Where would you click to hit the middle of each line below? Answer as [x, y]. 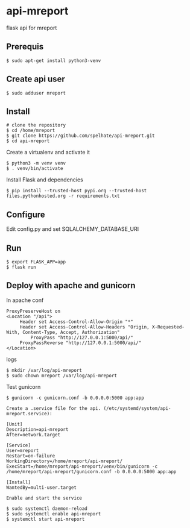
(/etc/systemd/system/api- [137, 408]
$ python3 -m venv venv [36, 163]
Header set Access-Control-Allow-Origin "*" [77, 322]
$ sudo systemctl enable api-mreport [54, 514]
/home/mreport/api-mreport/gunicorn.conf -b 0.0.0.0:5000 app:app [91, 471]
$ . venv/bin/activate [35, 169]
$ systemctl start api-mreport [46, 519]
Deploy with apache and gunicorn [71, 285]
